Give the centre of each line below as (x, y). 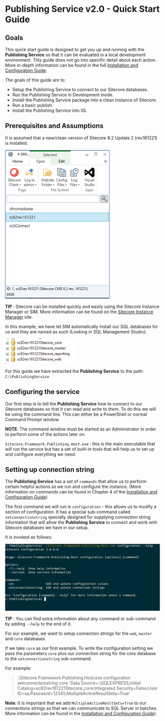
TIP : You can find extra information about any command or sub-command (81, 619)
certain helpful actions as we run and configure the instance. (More (73, 487)
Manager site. (19, 317)
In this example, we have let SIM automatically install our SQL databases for (82, 327)
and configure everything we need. (41, 454)
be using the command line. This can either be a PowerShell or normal (76, 414)
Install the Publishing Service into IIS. (50, 110)
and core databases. (26, 638)
